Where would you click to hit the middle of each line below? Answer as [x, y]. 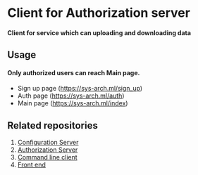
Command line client [47, 157]
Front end [31, 165]
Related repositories [53, 125]
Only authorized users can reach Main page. [74, 72]
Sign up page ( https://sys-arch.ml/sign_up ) [80, 89]
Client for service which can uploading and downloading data [99, 32]
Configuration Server [48, 143]
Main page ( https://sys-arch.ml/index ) [73, 103]
